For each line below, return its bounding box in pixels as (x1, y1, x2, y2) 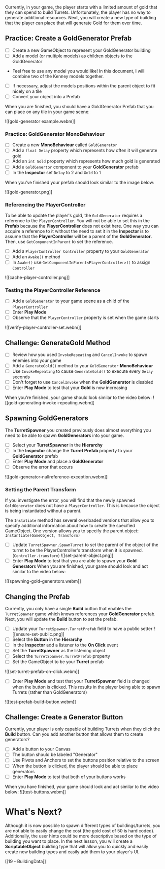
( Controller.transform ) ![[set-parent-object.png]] (12, 553, 114, 558)
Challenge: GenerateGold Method (5, 339, 111, 347)
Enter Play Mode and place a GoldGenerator (12, 458, 103, 464)
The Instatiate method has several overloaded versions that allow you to (5, 517, 155, 523)
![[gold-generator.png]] (5, 189, 53, 195)
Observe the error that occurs (12, 464, 73, 470)
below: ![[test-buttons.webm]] (5, 789, 66, 794)
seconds (12, 374, 30, 380)
